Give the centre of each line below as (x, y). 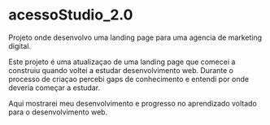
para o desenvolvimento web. (58, 112)
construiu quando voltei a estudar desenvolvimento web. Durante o (121, 70)
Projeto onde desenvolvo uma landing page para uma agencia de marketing (135, 37)
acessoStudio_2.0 (71, 15)
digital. (20, 45)
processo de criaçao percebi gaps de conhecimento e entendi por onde (129, 79)
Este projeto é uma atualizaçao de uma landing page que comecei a (122, 62)
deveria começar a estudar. (54, 88)
